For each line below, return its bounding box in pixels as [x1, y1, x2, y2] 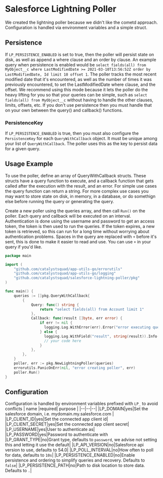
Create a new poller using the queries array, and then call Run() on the [5, 207, 146, 214]
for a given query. [5, 146, 40, 152]
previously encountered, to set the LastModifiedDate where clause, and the [5, 81, 156, 87]
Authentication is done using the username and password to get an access [5, 218, 155, 224]
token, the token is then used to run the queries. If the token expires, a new [5, 223, 155, 229]
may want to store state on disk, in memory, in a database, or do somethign [5, 193, 156, 199]
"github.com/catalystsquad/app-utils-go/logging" [14, 271, 116, 276]
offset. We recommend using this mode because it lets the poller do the [5, 86, 148, 93]
